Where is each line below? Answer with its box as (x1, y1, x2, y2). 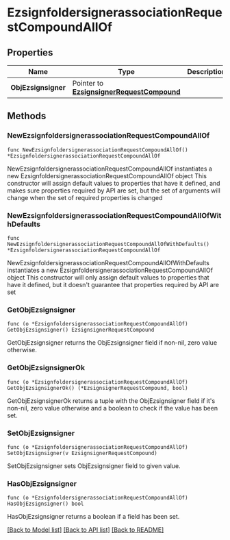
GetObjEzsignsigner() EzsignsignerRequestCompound (7, 327, 155, 334)
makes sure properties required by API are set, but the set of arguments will (7, 186, 220, 195)
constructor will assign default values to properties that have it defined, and (7, 179, 220, 187)
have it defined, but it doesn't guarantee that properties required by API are (7, 280, 219, 289)
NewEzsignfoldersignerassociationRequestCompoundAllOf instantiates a (7, 164, 212, 173)
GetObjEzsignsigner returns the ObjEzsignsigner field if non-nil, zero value (7, 339, 218, 347)
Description (187, 67, 227, 76)
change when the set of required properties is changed (7, 193, 163, 201)
